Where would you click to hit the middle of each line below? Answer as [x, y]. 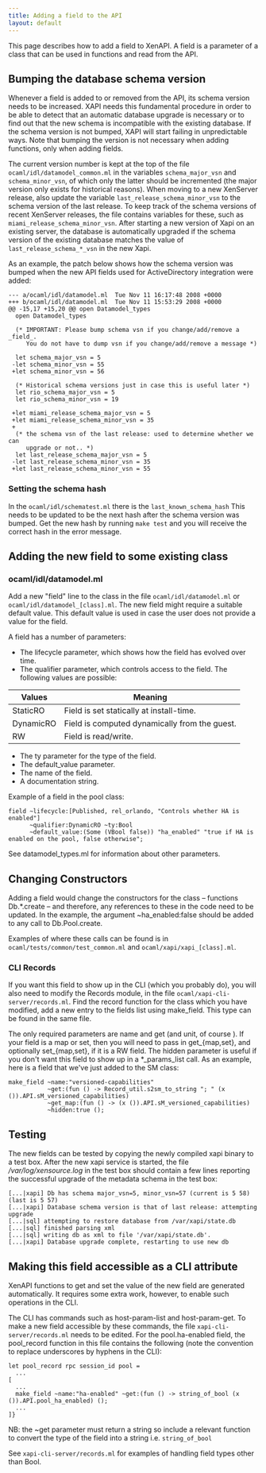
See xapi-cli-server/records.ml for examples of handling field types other [131, 1453]
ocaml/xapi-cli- [203, 994]
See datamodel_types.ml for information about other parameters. [114, 854]
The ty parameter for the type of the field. [88, 756]
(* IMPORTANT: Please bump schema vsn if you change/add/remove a [127, 330]
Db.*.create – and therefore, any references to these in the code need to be [131, 907]
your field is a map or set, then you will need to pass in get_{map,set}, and [129, 1043]
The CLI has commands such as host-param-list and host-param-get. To [127, 1318]
